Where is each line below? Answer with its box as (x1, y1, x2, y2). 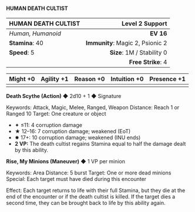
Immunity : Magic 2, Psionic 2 (86, 39, 167, 47)
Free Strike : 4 (129, 58, 167, 66)
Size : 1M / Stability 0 (109, 49, 167, 57)
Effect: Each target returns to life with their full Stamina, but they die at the (6, 187, 186, 194)
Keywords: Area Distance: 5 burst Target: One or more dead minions (6, 169, 172, 176)
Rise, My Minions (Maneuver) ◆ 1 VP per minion (6, 158, 125, 165)
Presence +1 (149, 75, 186, 83)
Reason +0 (74, 75, 105, 83)
